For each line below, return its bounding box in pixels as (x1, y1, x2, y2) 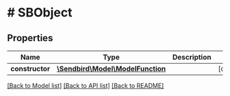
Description (172, 53, 212, 62)
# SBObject (7, 5, 73, 21)
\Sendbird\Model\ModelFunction (56, 64, 166, 73)
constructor (10, 64, 50, 73)
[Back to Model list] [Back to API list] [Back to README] (7, 82, 164, 90)
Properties (7, 32, 53, 44)
